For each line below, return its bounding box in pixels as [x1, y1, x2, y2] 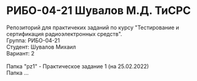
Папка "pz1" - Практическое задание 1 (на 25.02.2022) [6, 62, 149, 70]
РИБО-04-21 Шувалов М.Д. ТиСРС [6, 4, 191, 18]
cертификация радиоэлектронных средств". [6, 30, 122, 37]
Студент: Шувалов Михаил [6, 43, 76, 51]
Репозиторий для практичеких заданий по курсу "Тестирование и [6, 24, 179, 31]
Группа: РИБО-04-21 [6, 37, 60, 44]
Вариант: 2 [6, 49, 35, 57]
